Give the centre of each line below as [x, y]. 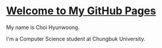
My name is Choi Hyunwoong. [43, 27]
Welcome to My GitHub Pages [81, 11]
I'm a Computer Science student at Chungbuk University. [76, 39]
